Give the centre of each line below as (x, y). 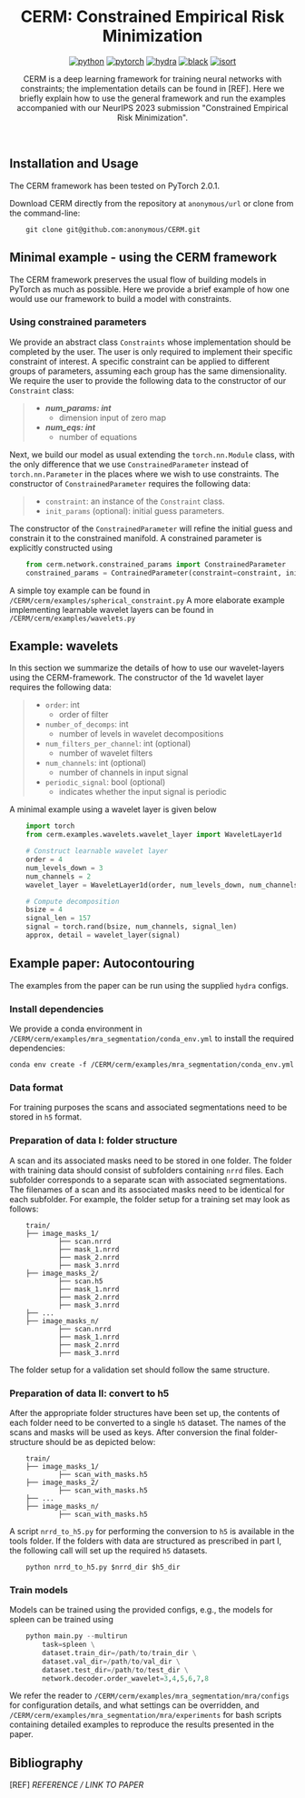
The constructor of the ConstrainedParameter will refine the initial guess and (151, 528)
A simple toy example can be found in (80, 590)
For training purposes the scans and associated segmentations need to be (148, 1108)
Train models (39, 1590)
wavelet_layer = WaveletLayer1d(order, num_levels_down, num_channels (162, 885)
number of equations (98, 437)
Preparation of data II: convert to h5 (89, 1393)
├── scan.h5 (80, 1281)
